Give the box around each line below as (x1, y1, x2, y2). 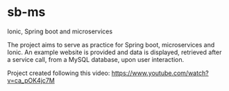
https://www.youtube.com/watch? (111, 69, 210, 77)
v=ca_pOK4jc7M (7, 76, 56, 84)
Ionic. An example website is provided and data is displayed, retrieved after (7, 48, 222, 56)
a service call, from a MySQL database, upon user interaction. (7, 55, 185, 63)
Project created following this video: (7, 69, 110, 77)
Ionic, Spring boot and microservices (7, 27, 113, 35)
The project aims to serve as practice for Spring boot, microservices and (7, 40, 215, 49)
